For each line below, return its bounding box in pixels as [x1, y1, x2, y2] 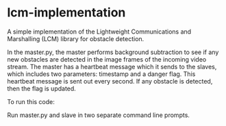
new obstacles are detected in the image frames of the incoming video [7, 55, 207, 63]
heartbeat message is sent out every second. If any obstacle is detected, [7, 77, 213, 85]
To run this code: [7, 97, 55, 105]
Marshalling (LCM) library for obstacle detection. [7, 34, 145, 42]
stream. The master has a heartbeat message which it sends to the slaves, [7, 62, 217, 71]
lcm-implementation [7, 5, 126, 21]
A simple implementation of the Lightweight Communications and [7, 27, 192, 36]
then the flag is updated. [7, 84, 77, 92]
